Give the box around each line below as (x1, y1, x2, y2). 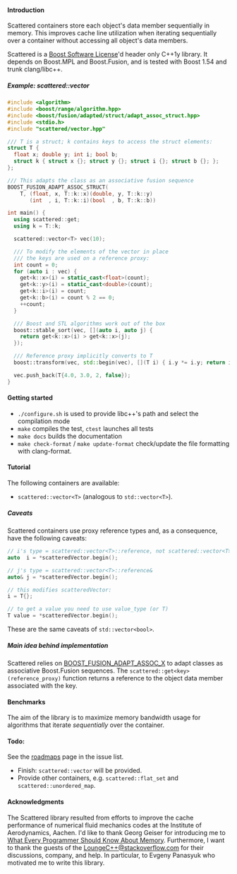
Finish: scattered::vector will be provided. (17, 767, 142, 775)
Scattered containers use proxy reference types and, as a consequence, (7, 526, 218, 535)
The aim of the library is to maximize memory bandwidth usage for (7, 714, 201, 722)
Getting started (7, 394, 53, 402)
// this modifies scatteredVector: (7, 586, 112, 594)
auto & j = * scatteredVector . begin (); (7, 573, 119, 581)
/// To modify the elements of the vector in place (13, 248, 169, 255)
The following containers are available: (7, 479, 120, 488)
